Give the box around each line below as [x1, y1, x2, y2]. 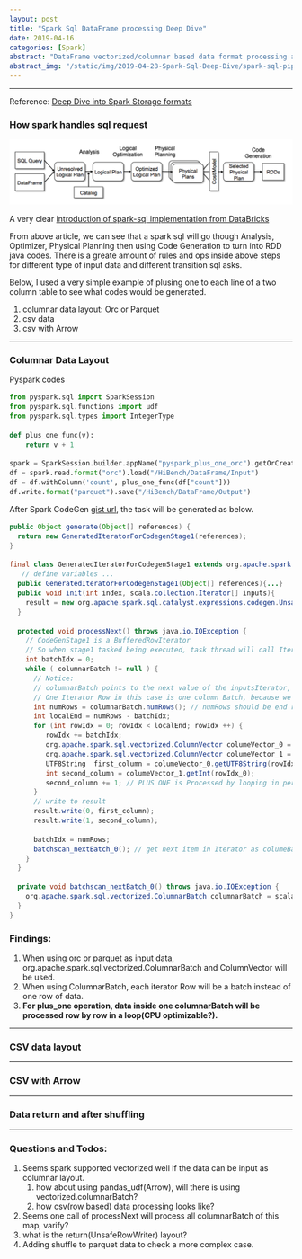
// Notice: [32, 674, 75, 683]
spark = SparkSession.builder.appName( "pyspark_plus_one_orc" [9, 459, 247, 468]
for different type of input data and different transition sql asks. [9, 259, 243, 270]
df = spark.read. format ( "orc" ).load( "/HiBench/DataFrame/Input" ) [9, 468, 259, 478]
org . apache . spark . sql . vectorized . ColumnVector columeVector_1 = [45, 749, 292, 758]
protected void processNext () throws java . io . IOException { [17, 626, 247, 635]
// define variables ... [21, 570, 115, 579]
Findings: [9, 932, 52, 944]
